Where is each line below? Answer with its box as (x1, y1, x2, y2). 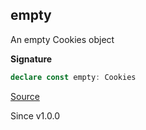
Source (10, 90, 40, 102)
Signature (10, 53, 53, 65)
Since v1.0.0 (10, 109, 60, 122)
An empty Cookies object (10, 33, 115, 45)
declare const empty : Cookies (10, 72, 137, 82)
